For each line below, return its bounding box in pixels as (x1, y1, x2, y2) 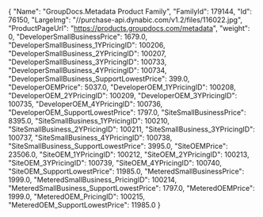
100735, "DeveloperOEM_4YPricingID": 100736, (8, 99, 163, 108)
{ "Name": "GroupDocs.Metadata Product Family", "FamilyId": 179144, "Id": (8, 7, 252, 16)
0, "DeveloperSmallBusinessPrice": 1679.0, (8, 32, 148, 41)
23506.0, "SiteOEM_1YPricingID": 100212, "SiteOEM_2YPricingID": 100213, (8, 150, 250, 159)
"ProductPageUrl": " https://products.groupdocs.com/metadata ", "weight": (8, 24, 250, 32)
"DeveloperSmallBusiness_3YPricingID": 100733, (8, 57, 167, 67)
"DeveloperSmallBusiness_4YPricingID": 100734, (8, 66, 167, 74)
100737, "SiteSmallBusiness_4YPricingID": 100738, (8, 133, 173, 142)
